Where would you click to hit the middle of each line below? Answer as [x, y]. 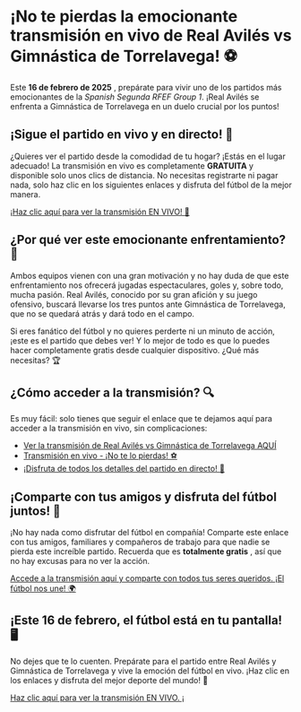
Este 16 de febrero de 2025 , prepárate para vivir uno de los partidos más [146, 87]
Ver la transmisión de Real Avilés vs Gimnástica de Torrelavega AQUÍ [150, 446]
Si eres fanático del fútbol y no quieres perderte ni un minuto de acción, [143, 331]
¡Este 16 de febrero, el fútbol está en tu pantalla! [146, 620]
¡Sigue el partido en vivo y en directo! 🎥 [122, 135]
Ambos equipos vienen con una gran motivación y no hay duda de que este [150, 275]
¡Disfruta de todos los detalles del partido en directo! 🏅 [124, 469]
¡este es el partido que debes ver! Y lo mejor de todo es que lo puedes [140, 340]
